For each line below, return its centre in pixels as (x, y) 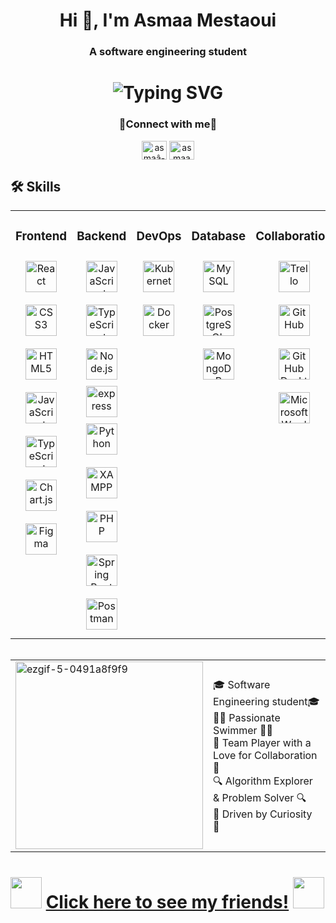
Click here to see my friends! (167, 901)
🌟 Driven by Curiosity (263, 814)
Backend (101, 236)
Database (219, 236)
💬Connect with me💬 (168, 124)
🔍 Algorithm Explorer (263, 781)
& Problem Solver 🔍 (260, 798)
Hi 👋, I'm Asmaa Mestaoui (168, 20)
